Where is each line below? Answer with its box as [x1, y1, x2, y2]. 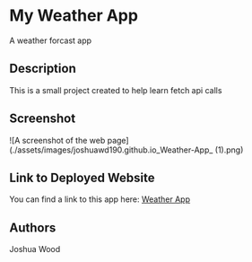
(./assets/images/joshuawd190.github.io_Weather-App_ [9, 144, 213, 155]
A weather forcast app [9, 35, 92, 46]
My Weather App [9, 5, 139, 26]
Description [9, 61, 76, 76]
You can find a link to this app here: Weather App [9, 194, 191, 205]
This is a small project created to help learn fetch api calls [9, 84, 222, 95]
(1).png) [214, 144, 244, 155]
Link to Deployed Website [9, 170, 155, 185]
